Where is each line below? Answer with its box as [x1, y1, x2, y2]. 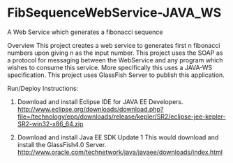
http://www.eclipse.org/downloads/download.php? [17, 105, 164, 113]
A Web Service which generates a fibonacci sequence [7, 28, 163, 36]
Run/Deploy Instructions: [7, 84, 79, 92]
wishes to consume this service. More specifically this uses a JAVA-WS [7, 63, 213, 71]
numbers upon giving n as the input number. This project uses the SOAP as [7, 49, 223, 57]
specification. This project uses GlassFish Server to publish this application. [7, 71, 225, 79]
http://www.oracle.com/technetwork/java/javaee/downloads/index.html [17, 148, 223, 156]
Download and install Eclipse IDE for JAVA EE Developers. [17, 97, 183, 105]
